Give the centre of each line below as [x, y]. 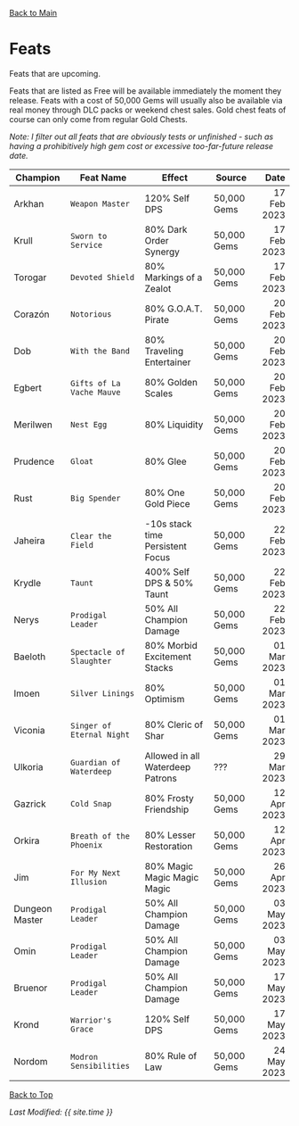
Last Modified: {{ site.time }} [61, 1112]
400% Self [167, 572]
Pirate [157, 319]
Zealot [158, 288]
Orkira [27, 840]
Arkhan [29, 203]
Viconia [29, 730]
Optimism [165, 699]
